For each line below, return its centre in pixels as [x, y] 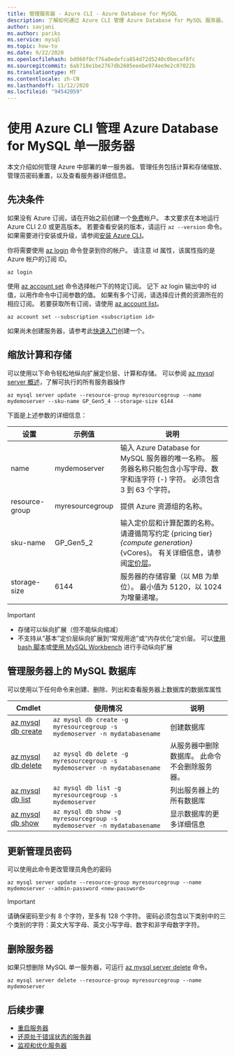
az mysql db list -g [87, 788]
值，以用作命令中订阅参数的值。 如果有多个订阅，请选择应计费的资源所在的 [115, 295]
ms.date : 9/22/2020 [36, 53]
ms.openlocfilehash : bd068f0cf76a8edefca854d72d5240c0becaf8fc [101, 59]
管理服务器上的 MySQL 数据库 [72, 671]
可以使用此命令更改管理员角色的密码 [59, 869]
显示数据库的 [191, 814]
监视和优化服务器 [42, 1045]
